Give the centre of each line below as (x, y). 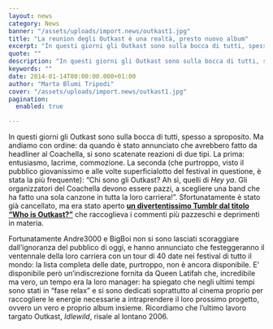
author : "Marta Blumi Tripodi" (61, 84)
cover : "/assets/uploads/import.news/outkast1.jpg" (97, 91)
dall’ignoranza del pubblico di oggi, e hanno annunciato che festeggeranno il (136, 248)
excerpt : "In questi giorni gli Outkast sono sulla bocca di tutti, (127, 46)
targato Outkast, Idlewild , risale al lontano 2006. (89, 317)
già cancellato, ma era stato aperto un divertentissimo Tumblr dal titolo (129, 206)
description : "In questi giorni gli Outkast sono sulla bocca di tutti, (134, 62)
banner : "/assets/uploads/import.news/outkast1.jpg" (100, 31)
